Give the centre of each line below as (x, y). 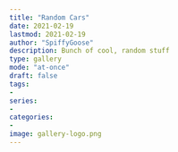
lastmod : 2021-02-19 (48, 34)
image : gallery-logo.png (55, 134)
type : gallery (36, 59)
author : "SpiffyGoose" (51, 42)
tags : (19, 84)
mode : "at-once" (39, 68)
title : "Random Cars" (50, 17)
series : (24, 101)
